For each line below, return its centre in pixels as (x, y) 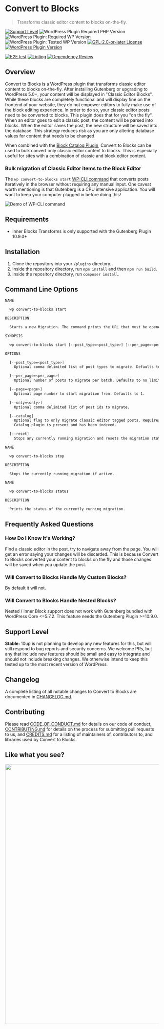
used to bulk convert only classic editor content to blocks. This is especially (81, 150)
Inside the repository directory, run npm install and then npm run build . (84, 269)
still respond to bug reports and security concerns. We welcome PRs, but (79, 649)
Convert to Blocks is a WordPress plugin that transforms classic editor (75, 84)
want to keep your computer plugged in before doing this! (63, 195)
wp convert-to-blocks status (39, 492)
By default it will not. (26, 588)
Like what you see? (35, 755)
